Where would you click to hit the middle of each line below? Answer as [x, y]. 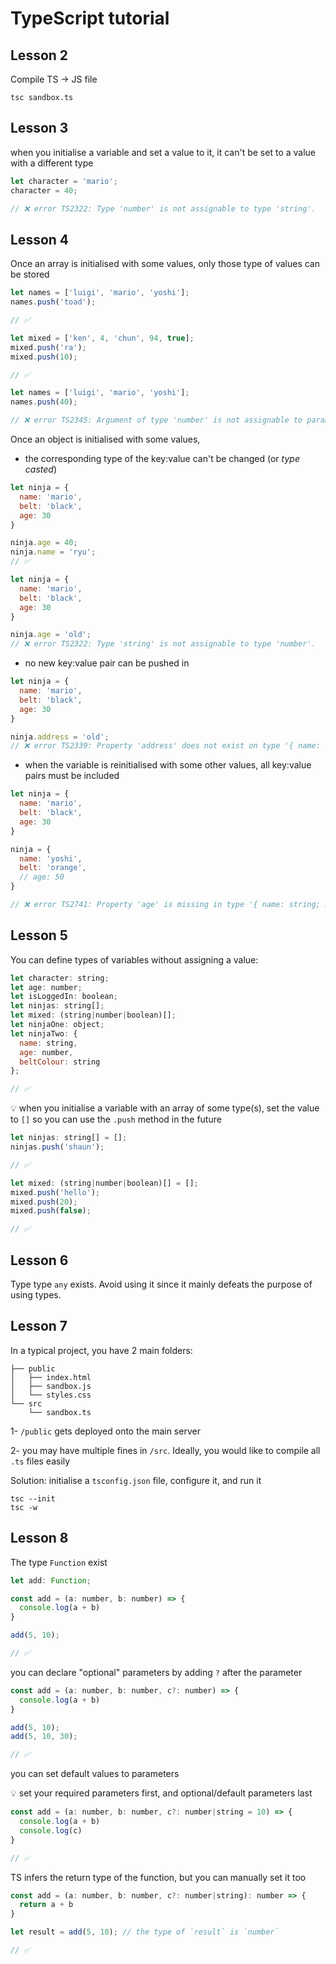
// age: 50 [42, 877]
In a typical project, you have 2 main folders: [101, 1350]
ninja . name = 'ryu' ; [53, 552]
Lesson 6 [39, 1260]
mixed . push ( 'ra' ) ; [48, 347]
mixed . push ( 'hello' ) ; [55, 1192]
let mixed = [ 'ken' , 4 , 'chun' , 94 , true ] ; [102, 338]
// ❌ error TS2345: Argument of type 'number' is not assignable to [156, 420]
